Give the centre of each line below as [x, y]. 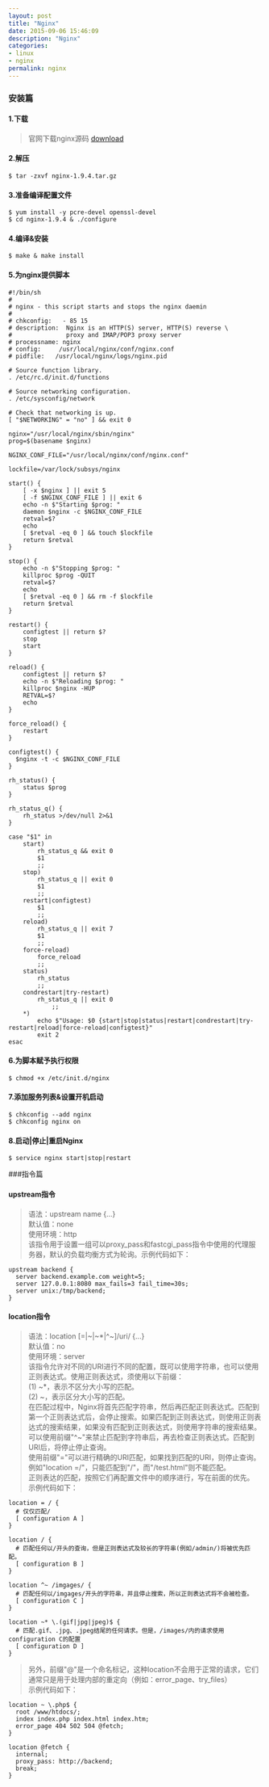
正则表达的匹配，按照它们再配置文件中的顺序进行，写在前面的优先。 [141, 1477]
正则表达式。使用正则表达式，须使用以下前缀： [106, 1376]
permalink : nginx [37, 69]
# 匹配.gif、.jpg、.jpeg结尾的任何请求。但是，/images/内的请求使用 [120, 1630]
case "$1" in [30, 837]
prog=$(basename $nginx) [50, 441]
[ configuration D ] [50, 1646]
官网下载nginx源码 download [76, 138]
